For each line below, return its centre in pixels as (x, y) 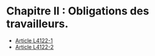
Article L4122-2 (34, 47)
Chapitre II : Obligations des (78, 11)
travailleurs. (37, 24)
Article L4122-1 (34, 40)
